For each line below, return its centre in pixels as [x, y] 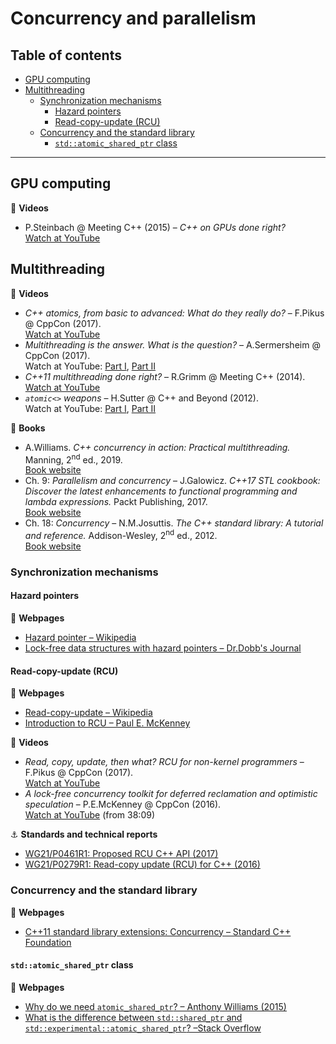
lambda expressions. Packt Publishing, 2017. [116, 502]
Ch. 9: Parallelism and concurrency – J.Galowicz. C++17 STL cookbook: [172, 481]
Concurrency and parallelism [133, 18]
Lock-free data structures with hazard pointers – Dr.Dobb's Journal [163, 648]
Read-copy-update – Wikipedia [88, 713]
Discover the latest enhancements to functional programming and [161, 491]
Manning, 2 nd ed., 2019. [73, 459]
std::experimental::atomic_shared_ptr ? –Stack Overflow [143, 1028]
